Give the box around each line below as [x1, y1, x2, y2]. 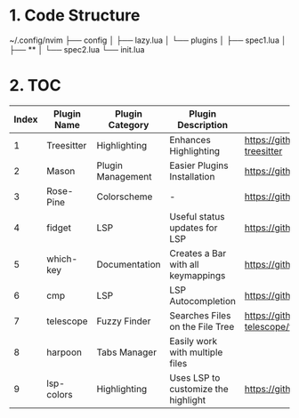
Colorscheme [96, 190, 153, 203]
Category [108, 118, 149, 131]
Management [96, 170, 152, 182]
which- [46, 253, 78, 265]
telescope [46, 315, 88, 327]
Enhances [168, 133, 211, 146]
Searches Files [168, 309, 231, 321]
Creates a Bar [168, 246, 227, 259]
